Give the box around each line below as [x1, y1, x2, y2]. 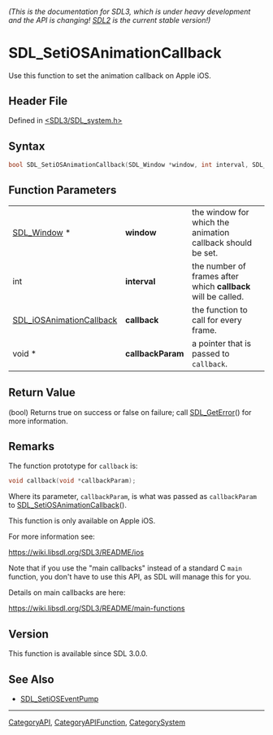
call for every [192, 314, 242, 326]
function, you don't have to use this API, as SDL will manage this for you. [8, 572, 252, 582]
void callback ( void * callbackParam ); [8, 477, 136, 485]
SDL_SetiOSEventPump [19, 693, 99, 703]
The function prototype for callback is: [8, 461, 138, 471]
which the [192, 217, 230, 228]
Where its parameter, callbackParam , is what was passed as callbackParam [8, 492, 258, 501]
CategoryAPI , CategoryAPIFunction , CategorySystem [8, 717, 185, 727]
